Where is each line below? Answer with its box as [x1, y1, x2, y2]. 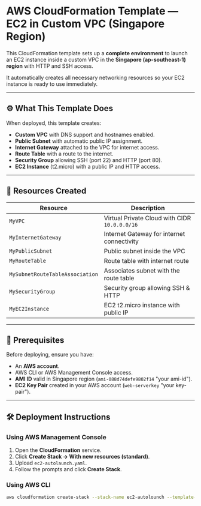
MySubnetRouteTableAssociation [9, 271, 99, 277]
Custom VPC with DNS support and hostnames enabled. [14, 131, 155, 138]
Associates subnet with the [103, 266, 181, 274]
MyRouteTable [9, 257, 47, 264]
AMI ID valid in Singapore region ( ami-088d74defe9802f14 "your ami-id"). [14, 375, 193, 382]
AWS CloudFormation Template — [6, 4, 179, 18]
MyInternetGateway [9, 234, 62, 241]
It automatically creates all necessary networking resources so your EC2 [6, 74, 185, 81]
